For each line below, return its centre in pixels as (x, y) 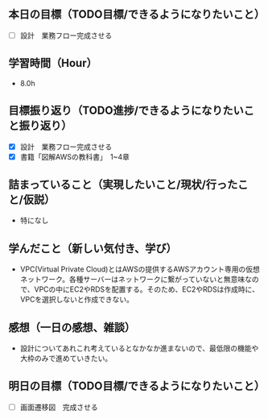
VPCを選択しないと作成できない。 (77, 300)
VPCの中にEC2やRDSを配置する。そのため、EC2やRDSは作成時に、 (147, 289)
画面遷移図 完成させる (59, 407)
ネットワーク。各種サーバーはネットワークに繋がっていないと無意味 (132, 280)
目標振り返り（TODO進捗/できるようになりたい (126, 111)
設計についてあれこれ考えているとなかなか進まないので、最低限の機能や (139, 348)
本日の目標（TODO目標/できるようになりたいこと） (137, 15)
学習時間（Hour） (53, 63)
